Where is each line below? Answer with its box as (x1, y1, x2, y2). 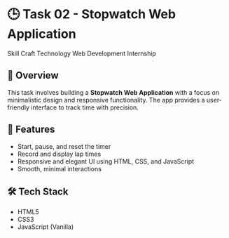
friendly (7, 103, 30, 112)
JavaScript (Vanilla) (17, 223, 74, 231)
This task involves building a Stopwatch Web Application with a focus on (7, 88, 219, 96)
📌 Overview (7, 70, 59, 81)
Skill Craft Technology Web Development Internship (7, 49, 156, 58)
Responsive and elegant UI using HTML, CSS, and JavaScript (17, 157, 195, 166)
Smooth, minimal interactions (17, 164, 102, 173)
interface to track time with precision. (31, 103, 139, 112)
